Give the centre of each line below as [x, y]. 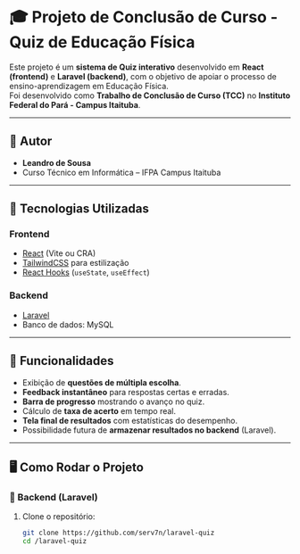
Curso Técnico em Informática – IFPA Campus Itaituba [121, 172]
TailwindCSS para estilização [75, 263]
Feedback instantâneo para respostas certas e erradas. [125, 392]
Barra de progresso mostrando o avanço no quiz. [113, 401]
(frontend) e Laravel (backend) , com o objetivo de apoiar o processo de [143, 76]
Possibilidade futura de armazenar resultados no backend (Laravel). [149, 430]
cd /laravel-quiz [54, 542]
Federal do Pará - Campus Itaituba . [75, 104]
